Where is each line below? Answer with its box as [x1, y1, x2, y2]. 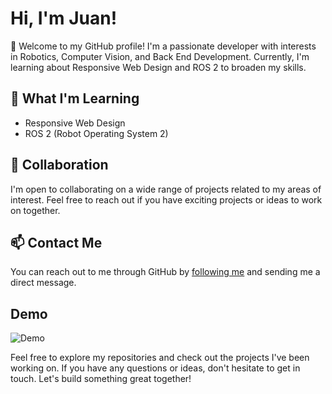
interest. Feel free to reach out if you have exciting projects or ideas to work [10, 193, 323, 206]
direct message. [10, 277, 77, 289]
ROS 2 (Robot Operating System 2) [24, 127, 169, 139]
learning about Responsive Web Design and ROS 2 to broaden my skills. [10, 61, 307, 73]
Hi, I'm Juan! [10, 7, 118, 30]
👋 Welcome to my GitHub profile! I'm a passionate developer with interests [10, 40, 317, 52]
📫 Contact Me [10, 234, 103, 251]
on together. [10, 204, 61, 216]
